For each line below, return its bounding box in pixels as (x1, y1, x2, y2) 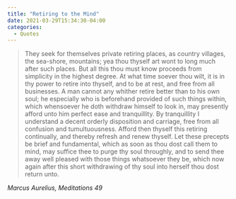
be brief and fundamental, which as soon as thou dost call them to (24, 140, 218, 149)
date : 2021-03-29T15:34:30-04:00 (7, 17, 106, 24)
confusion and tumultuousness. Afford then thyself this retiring (24, 125, 208, 133)
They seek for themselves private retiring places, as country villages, (24, 50, 226, 58)
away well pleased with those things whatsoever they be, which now (24, 155, 225, 164)
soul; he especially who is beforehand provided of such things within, (24, 95, 228, 103)
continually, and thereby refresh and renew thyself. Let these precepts (24, 132, 230, 141)
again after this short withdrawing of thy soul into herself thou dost (24, 162, 219, 171)
